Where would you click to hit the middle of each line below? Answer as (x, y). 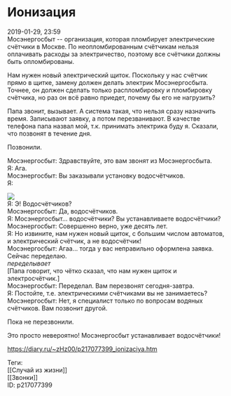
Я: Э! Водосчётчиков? (40, 204)
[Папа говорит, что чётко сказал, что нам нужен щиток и (92, 270)
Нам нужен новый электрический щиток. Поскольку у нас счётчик (107, 75)
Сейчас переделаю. (37, 256)
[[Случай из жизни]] (37, 370)
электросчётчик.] (34, 278)
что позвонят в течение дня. (50, 133)
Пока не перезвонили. (41, 322)
